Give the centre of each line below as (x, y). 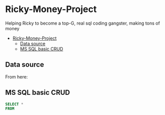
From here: (17, 77)
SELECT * (14, 104)
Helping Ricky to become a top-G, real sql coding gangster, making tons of (82, 23)
